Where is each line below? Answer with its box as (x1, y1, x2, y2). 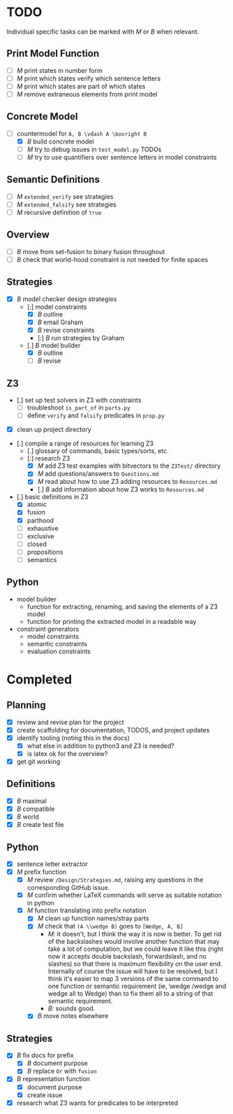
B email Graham (37, 318, 84, 326)
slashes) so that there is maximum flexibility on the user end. (47, 960, 223, 968)
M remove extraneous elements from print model (16, 90, 158, 98)
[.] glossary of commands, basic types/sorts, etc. (27, 447, 169, 455)
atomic (27, 500, 47, 508)
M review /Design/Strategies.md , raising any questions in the (27, 876, 204, 884)
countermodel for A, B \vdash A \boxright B (16, 129, 147, 137)
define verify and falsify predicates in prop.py (27, 411, 165, 420)
